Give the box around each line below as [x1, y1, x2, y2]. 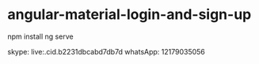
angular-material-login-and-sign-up [7, 6, 252, 24]
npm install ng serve [7, 32, 74, 41]
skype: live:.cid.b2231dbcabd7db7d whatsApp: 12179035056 [7, 47, 205, 56]
